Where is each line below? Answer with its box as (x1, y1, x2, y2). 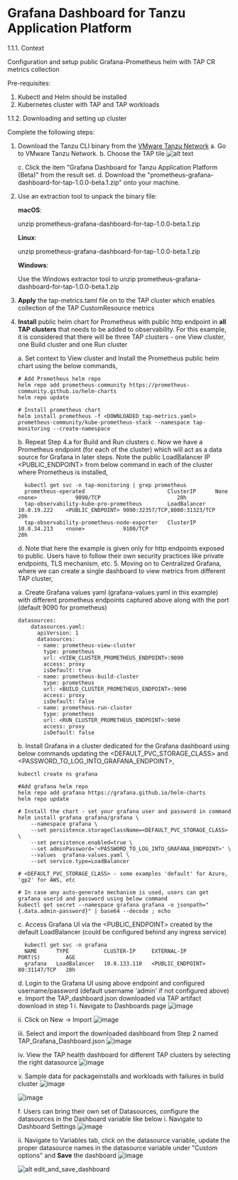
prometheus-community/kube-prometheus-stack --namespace (17, 419, 190, 426)
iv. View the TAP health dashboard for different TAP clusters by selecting (17, 1050, 231, 1059)
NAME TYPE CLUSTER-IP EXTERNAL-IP (24, 947, 187, 955)
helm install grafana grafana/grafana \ (17, 814, 139, 821)
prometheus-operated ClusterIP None (24, 488, 229, 495)
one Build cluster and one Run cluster (17, 340, 128, 348)
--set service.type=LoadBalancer (31, 857, 130, 865)
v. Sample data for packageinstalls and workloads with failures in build (17, 1072, 224, 1080)
